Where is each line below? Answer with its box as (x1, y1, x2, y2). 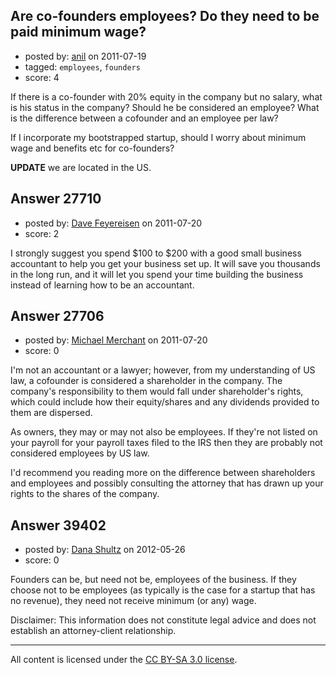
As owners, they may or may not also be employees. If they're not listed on (10, 426, 318, 438)
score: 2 (24, 227, 60, 239)
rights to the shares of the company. (10, 488, 160, 500)
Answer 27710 (10, 190, 102, 208)
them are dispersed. (10, 407, 93, 419)
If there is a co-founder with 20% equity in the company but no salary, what (10, 90, 323, 103)
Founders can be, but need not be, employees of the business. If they (10, 574, 297, 586)
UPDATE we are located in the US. (10, 161, 152, 173)
